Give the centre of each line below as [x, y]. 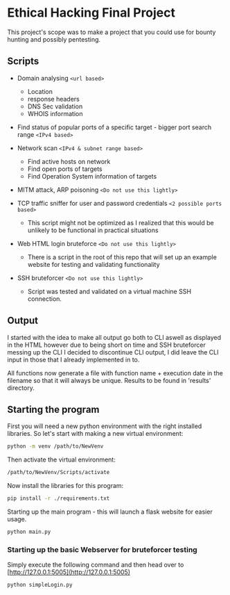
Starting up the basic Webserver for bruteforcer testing [102, 549]
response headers [53, 99]
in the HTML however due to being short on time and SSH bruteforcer [106, 345]
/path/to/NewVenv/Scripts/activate [59, 473]
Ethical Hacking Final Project [91, 13]
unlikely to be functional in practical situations [93, 230]
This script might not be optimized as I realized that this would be [121, 222]
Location [40, 91]
